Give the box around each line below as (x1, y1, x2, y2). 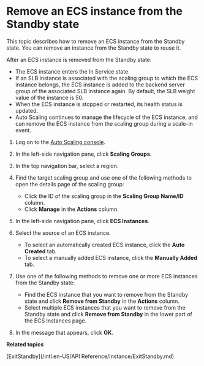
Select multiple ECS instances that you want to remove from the (24, 303, 186, 311)
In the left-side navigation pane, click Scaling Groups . (15, 150, 152, 158)
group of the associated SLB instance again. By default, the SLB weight (15, 87, 195, 94)
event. (15, 126, 32, 134)
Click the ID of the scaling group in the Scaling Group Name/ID (24, 192, 184, 200)
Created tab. (24, 247, 57, 255)
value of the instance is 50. (15, 94, 84, 101)
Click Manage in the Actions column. (24, 205, 119, 213)
